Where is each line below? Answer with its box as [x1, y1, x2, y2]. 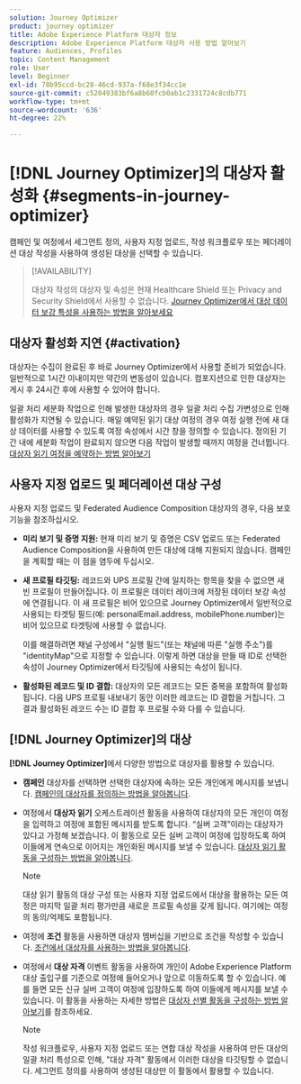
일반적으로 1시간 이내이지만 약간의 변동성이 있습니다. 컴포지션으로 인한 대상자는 [9, 372, 287, 383]
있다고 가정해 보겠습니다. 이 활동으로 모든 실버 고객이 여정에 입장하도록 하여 [22, 830, 287, 841]
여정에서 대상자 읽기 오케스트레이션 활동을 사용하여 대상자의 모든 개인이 [22, 807, 272, 818]
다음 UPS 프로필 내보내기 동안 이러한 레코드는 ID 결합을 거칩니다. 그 [49, 691, 286, 703]
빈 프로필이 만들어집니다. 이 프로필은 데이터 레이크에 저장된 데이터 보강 [22, 586, 270, 597]
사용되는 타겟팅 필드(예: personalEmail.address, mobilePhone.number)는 [22, 608, 286, 619]
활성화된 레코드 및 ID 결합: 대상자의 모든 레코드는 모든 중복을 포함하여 [22, 680, 264, 691]
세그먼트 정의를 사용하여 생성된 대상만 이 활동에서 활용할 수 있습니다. [34, 1065, 274, 1076]
